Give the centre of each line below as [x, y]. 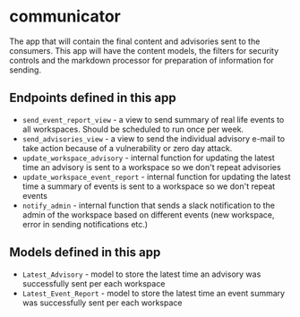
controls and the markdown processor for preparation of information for [142, 60]
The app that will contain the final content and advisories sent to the [135, 41]
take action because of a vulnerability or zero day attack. [127, 148]
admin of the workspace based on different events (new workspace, [148, 214]
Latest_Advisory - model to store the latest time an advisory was [141, 274]
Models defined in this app [85, 253]
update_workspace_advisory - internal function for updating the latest [148, 158]
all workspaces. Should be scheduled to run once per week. [133, 129]
